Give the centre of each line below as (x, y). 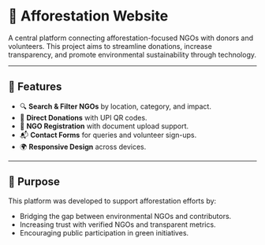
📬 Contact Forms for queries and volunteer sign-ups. (108, 135)
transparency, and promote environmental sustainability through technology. (132, 54)
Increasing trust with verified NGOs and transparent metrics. (118, 225)
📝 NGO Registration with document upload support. (104, 126)
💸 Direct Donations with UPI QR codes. (83, 117)
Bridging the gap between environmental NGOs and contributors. (125, 216)
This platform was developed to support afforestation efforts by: (112, 201)
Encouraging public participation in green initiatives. (104, 232)
